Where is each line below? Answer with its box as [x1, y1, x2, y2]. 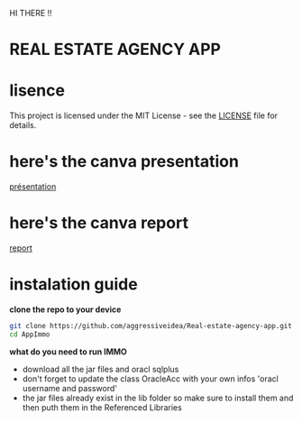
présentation [9, 181, 57, 192]
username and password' [22, 382, 118, 393]
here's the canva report [9, 213, 189, 234]
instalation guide [9, 274, 138, 295]
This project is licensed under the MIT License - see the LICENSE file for [9, 110, 278, 121]
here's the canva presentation [9, 151, 239, 172]
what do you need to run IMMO [9, 346, 128, 357]
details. [9, 120, 37, 131]
